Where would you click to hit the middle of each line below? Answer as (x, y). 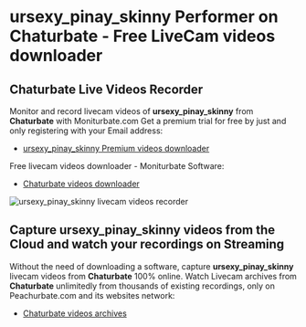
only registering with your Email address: (86, 131)
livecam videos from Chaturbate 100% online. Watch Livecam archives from (153, 276)
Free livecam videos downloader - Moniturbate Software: (117, 166)
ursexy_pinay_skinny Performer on (144, 17)
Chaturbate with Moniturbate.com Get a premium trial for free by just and (148, 121)
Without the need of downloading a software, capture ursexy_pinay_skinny (152, 266)
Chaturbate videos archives (75, 313)
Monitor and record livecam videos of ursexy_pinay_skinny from (132, 111)
